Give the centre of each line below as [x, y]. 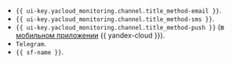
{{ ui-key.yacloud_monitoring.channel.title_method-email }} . [118, 11]
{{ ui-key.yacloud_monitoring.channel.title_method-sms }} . [115, 19]
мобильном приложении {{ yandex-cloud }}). [90, 35]
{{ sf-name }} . [40, 52]
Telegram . [31, 44]
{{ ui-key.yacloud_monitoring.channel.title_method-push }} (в [120, 27]
